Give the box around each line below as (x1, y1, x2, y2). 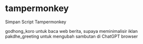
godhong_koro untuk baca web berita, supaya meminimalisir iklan (5, 28, 138, 34)
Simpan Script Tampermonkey (5, 19, 66, 25)
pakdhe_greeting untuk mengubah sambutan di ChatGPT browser (5, 33, 138, 39)
